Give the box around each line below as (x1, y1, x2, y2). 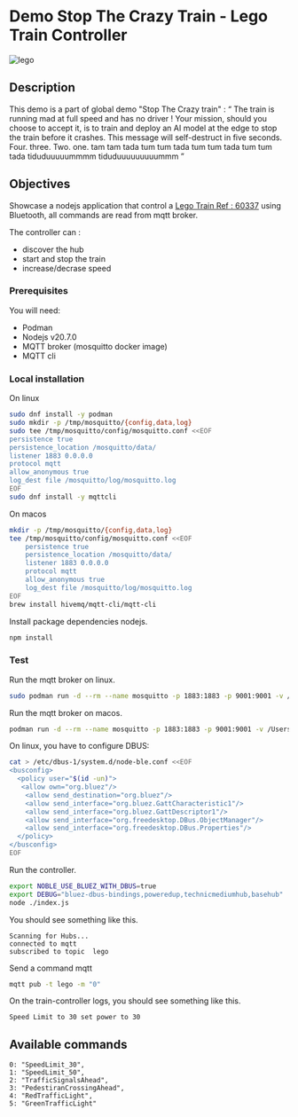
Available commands (9, 1036, 128, 1052)
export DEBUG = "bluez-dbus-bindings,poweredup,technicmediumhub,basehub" (9, 890, 284, 899)
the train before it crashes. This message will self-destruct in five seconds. (9, 131, 282, 143)
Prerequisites (9, 285, 68, 297)
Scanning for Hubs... (9, 932, 90, 940)
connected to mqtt (9, 939, 77, 948)
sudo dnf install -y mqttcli (9, 492, 117, 501)
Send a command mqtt (9, 963, 93, 973)
